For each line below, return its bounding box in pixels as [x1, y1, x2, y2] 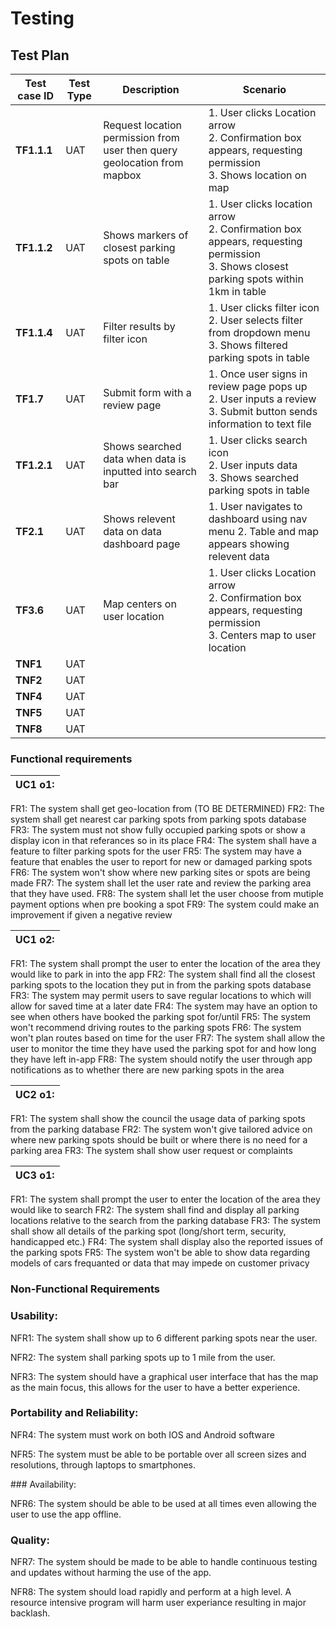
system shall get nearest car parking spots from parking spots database [10, 813, 307, 826]
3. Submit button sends [208, 405, 318, 418]
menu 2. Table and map [208, 525, 320, 538]
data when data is [103, 452, 187, 466]
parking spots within [208, 272, 304, 286]
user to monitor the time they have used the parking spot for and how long [10, 1043, 317, 1055]
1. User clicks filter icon [208, 301, 320, 314]
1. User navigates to [208, 500, 303, 513]
